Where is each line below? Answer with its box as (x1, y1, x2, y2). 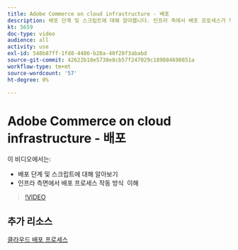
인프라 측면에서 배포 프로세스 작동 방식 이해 (17, 178, 140, 188)
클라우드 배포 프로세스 (7, 235, 69, 244)
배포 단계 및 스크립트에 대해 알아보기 (17, 170, 118, 178)
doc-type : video (7, 30, 55, 38)
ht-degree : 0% (7, 76, 50, 84)
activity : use (7, 43, 50, 50)
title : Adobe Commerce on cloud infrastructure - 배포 (7, 10, 170, 18)
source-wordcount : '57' (7, 69, 78, 76)
